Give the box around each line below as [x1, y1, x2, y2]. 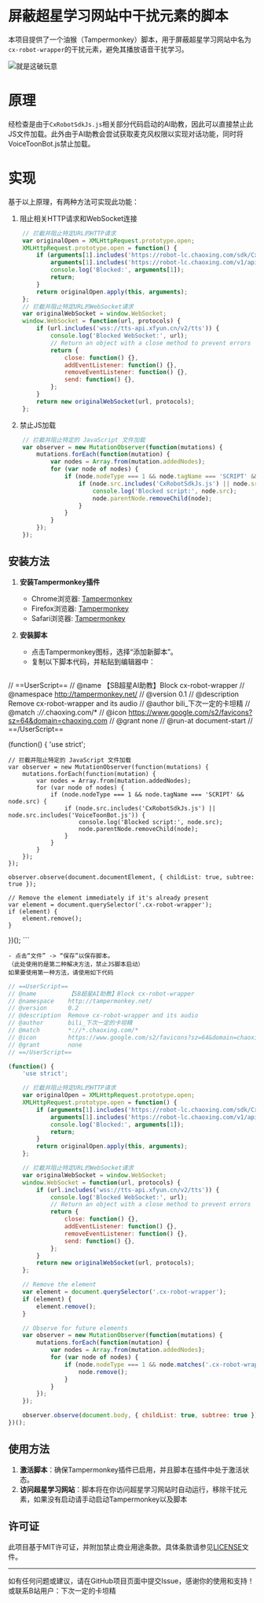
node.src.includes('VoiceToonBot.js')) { [8, 811, 146, 819]
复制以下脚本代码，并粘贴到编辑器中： [31, 656, 156, 666]
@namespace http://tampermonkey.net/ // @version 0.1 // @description [8, 689, 240, 699]
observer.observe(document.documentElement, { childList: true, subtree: [8, 873, 255, 881]
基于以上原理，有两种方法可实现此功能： [8, 197, 139, 206]
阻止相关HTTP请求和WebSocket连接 [19, 213, 137, 223]
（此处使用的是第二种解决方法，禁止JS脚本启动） [8, 960, 144, 968]
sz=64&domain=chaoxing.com [8, 715, 108, 725]
